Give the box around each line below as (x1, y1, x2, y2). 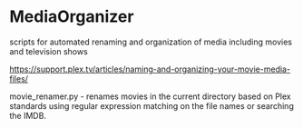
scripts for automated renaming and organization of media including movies (9, 36, 293, 47)
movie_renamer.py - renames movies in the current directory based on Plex (9, 91, 292, 102)
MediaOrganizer (9, 6, 134, 27)
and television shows (9, 45, 88, 56)
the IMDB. (9, 110, 47, 121)
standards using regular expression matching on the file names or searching (9, 100, 295, 111)
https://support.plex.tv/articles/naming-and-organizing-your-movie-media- (9, 64, 291, 74)
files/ (9, 73, 29, 84)
